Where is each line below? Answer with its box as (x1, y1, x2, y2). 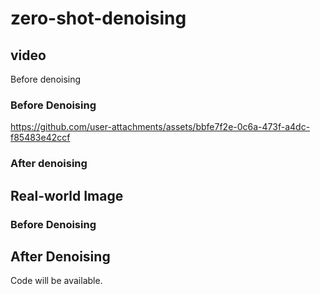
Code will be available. (10, 275, 103, 287)
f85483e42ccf (10, 132, 71, 144)
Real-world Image (10, 187, 124, 204)
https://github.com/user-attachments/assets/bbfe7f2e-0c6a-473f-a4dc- (10, 121, 311, 133)
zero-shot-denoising (10, 7, 187, 30)
